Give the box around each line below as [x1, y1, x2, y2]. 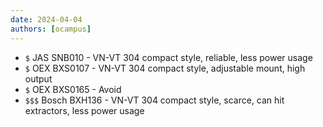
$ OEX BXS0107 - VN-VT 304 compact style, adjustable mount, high [24, 62, 306, 74]
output [24, 72, 53, 85]
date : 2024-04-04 [10, 14, 83, 25]
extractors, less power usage [24, 104, 145, 116]
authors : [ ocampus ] [10, 24, 92, 34]
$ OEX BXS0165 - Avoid [24, 83, 122, 95]
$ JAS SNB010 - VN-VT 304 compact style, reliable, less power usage [24, 51, 313, 63]
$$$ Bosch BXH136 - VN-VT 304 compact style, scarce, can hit [24, 94, 285, 106]
